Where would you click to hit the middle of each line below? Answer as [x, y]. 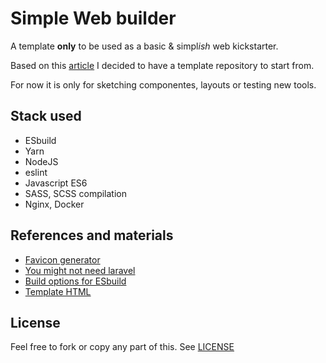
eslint [36, 172]
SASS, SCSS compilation [75, 193]
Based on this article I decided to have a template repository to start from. [162, 65]
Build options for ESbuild [75, 281]
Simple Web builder [93, 18]
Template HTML [58, 291]
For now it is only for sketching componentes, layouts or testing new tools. [163, 84]
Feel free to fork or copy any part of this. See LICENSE [122, 347]
